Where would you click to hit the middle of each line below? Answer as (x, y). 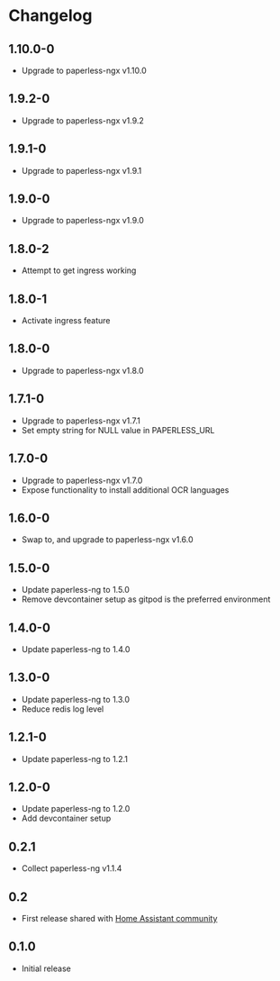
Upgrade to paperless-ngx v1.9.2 (83, 120)
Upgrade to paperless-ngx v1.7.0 (82, 480)
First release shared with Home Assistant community (119, 918)
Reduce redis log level (63, 709)
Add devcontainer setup (66, 818)
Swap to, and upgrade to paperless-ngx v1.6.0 (108, 540)
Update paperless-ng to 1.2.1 (74, 758)
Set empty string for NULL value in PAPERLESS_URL (118, 430)
